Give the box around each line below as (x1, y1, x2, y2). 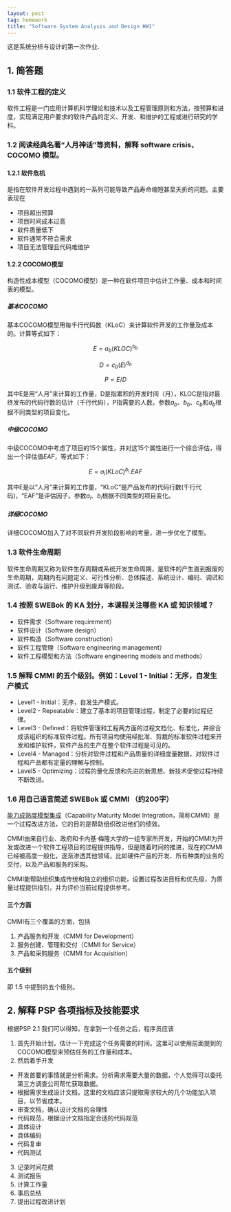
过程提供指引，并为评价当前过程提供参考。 (12, 884, 134, 892)
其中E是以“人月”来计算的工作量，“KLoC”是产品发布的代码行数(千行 (7, 483, 196, 491)
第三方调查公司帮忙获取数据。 (16, 1079, 102, 1087)
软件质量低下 (16, 226, 54, 234)
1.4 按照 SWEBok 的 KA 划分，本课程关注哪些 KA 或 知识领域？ (7, 600, 214, 610)
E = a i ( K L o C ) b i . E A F (88, 466, 143, 477)
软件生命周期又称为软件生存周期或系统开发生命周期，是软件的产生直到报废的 (7, 564, 224, 573)
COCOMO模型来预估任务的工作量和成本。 (16, 1048, 136, 1056)
